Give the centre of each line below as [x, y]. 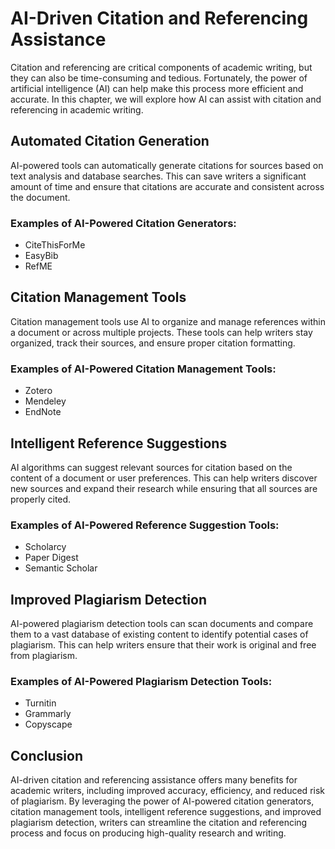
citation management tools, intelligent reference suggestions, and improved [166, 812]
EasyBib [41, 256]
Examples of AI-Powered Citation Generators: [123, 223]
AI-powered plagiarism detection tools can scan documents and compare [162, 624]
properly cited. [41, 499]
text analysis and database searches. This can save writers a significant [158, 176]
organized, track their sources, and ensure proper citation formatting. [153, 343]
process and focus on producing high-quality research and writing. [148, 833]
